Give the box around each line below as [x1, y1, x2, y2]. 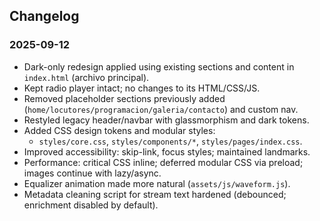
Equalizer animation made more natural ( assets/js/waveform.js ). [23, 177, 291, 189]
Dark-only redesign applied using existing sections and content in [23, 60, 295, 73]
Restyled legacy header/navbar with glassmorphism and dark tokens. [23, 114, 310, 126]
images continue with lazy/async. [23, 167, 162, 179]
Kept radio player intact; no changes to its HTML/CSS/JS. [23, 82, 261, 94]
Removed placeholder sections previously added [23, 92, 226, 104]
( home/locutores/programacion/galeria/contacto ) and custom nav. [23, 103, 299, 115]
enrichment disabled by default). [23, 199, 159, 211]
